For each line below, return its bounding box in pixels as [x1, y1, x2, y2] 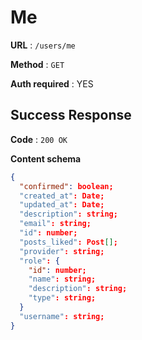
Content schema [10, 152, 82, 165]
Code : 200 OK [10, 133, 68, 145]
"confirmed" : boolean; [19, 181, 114, 191]
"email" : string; [19, 219, 92, 229]
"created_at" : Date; [19, 191, 105, 201]
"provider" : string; [19, 246, 105, 256]
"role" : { [19, 256, 60, 266]
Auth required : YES [10, 77, 94, 90]
